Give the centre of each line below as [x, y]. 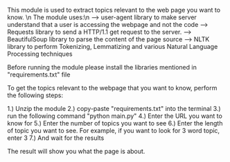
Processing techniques [40, 54]
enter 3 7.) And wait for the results [56, 138]
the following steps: [35, 95]
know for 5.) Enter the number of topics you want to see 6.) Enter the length [115, 123]
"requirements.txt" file [39, 74]
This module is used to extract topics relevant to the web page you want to [114, 10]
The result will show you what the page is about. [76, 151]
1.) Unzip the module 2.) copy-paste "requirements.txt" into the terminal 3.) [114, 109]
